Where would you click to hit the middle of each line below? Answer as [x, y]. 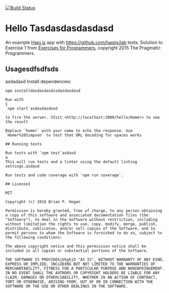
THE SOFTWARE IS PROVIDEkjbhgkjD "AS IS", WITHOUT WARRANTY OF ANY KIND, [85, 259]
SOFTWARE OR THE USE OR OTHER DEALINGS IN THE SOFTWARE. [67, 286]
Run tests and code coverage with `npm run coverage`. [64, 175]
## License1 [18, 184]
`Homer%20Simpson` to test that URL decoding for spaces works [74, 135]
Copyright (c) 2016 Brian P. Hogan [43, 202]
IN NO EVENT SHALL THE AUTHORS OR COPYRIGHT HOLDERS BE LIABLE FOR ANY [82, 273]
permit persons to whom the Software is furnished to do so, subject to [84, 233]
